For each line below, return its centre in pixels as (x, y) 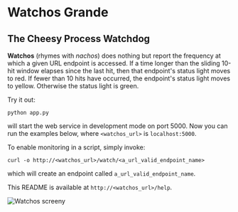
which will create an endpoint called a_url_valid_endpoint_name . (102, 174)
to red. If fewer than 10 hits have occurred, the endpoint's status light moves (119, 78)
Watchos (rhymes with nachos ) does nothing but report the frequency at (114, 55)
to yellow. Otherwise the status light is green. (73, 86)
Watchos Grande (58, 12)
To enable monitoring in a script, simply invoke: (76, 147)
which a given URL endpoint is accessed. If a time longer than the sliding (114, 63)
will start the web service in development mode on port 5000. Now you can (118, 126)
